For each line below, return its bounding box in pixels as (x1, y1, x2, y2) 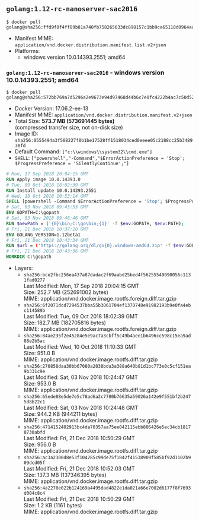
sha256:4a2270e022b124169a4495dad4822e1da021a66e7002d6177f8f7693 (23, 485, 191, 491)
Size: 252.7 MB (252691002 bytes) (23, 289, 108, 296)
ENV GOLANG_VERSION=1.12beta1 (6, 232, 81, 238)
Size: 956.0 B (23, 441, 56, 448)
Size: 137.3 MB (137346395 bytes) (23, 472, 107, 479)
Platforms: (14, 47, 40, 54)
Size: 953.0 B (23, 380, 56, 387)
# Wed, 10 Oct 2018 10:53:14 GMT (6, 193, 89, 199)
